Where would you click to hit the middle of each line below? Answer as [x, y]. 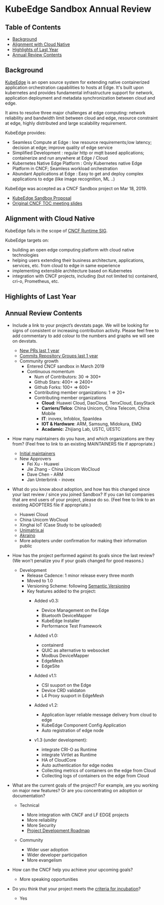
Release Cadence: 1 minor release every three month [80, 575]
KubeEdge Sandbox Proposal [42, 198]
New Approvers [35, 458]
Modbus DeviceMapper [65, 655]
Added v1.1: [46, 675]
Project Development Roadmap [58, 830]
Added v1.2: [46, 705]
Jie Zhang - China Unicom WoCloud [63, 469]
